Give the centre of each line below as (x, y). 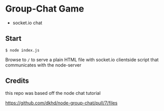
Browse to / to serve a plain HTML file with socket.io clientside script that (82, 60)
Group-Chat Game (45, 9)
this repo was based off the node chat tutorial (53, 93)
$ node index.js (22, 50)
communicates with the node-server (43, 65)
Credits (17, 81)
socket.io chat (27, 23)
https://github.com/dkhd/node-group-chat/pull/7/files (61, 103)
